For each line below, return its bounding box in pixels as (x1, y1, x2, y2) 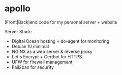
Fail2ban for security (11, 64, 54, 70)
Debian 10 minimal (11, 43, 49, 49)
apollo (4, 3, 30, 14)
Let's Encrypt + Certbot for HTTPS (11, 53, 82, 59)
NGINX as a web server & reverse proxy (11, 49, 93, 54)
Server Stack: (4, 28, 32, 34)
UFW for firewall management (11, 59, 73, 65)
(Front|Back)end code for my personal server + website (4, 19, 118, 25)
